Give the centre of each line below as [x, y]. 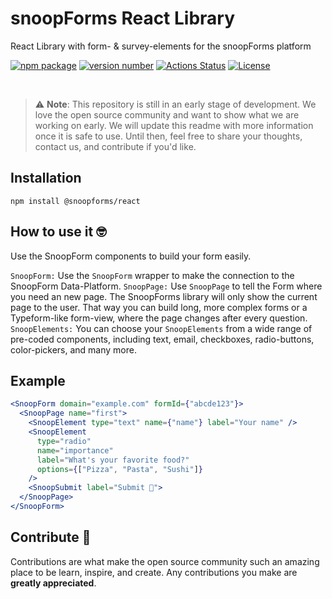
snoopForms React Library [123, 18]
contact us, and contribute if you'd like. [115, 146]
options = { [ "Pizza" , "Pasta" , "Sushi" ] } [119, 469]
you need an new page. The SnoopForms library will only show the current [164, 296]
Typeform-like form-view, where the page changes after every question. [159, 318]
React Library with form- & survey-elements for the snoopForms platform [161, 46]
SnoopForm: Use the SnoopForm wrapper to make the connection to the [152, 275]
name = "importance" [75, 450]
